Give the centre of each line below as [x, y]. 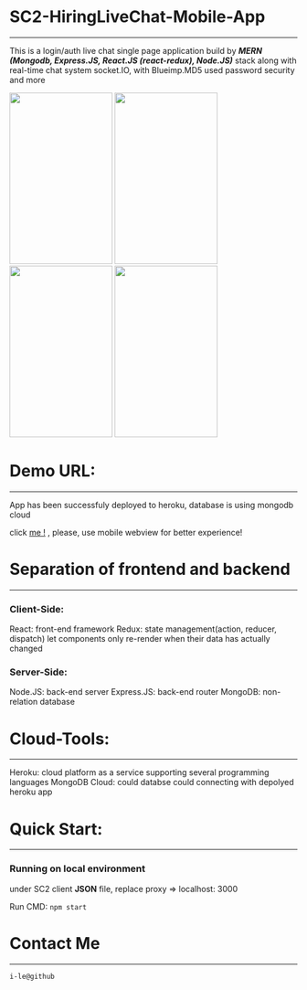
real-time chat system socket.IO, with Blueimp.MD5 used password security [152, 69]
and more [27, 80]
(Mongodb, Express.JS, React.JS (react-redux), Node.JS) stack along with [153, 60]
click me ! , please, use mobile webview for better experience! [126, 532]
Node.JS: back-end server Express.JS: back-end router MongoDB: [135, 692]
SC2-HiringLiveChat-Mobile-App [138, 17]
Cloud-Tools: [59, 739]
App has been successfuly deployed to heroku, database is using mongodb [152, 505]
